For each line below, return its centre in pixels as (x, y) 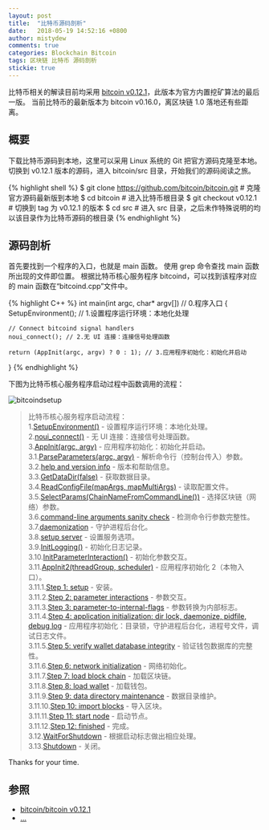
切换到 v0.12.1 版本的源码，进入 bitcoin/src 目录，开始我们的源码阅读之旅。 (132, 170)
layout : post (30, 16)
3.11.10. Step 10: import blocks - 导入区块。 (97, 706)
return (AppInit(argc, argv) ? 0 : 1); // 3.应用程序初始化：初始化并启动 (128, 353)
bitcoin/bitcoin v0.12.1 (55, 810)
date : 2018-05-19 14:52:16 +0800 (68, 31)
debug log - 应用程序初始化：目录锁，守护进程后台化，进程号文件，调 (143, 626)
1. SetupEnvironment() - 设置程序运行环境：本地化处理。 (120, 427)
